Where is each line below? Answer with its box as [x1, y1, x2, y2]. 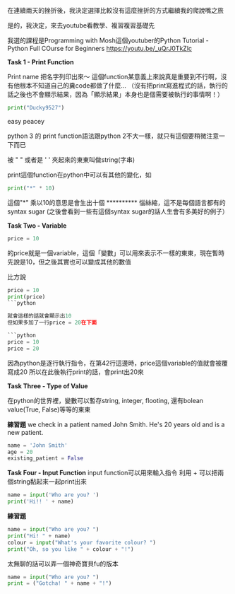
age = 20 [7, 448, 33, 455]
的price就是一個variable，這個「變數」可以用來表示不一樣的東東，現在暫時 [7, 248, 224, 257]
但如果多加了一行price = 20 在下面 [7, 319, 97, 327]
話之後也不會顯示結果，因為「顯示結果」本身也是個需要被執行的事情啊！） [7, 91, 224, 98]
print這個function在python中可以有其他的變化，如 [7, 170, 152, 179]
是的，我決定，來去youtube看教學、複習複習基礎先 [7, 21, 155, 30]
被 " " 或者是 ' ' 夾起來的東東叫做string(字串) [7, 155, 135, 164]
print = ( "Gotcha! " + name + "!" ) [7, 580, 112, 587]
